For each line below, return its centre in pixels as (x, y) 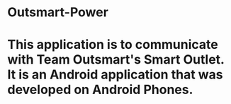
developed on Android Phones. (100, 90)
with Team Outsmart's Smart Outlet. (116, 60)
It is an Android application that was (115, 75)
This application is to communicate (113, 45)
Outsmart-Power (58, 12)
